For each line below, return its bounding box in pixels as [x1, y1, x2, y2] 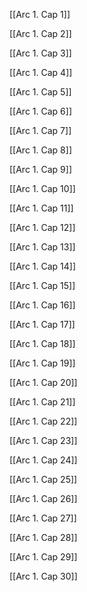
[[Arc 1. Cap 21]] [9, 396, 76, 408]
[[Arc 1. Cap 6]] [9, 105, 73, 117]
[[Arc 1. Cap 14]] [9, 260, 77, 272]
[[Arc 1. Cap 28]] [9, 532, 78, 543]
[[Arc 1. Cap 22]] [9, 415, 78, 427]
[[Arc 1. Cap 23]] [9, 435, 78, 446]
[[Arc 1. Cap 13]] [9, 241, 76, 253]
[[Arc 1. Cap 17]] [9, 319, 76, 330]
